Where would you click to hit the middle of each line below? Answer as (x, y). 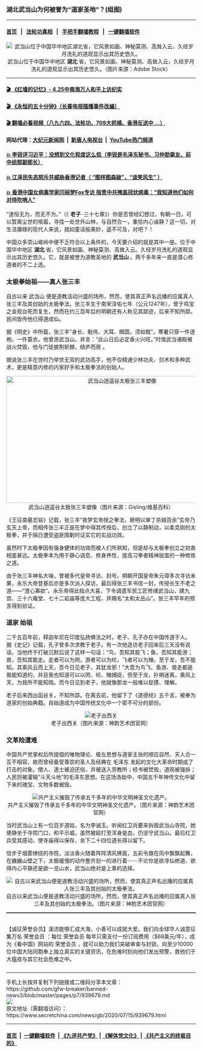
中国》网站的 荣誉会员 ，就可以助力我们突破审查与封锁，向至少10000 (108, 944)
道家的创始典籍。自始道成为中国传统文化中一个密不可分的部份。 (85, 702)
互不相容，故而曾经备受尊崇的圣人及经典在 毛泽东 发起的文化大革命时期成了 (100, 762)
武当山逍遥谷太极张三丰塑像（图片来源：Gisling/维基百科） (101, 507)
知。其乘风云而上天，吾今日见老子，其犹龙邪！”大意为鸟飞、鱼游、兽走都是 (100, 667)
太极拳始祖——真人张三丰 (43, 282)
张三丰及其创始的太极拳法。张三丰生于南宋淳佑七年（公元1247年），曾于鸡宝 (100, 303)
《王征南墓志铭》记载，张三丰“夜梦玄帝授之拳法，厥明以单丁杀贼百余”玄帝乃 (101, 519)
